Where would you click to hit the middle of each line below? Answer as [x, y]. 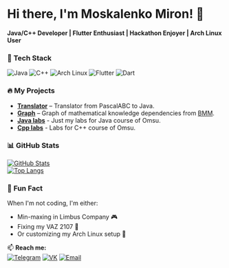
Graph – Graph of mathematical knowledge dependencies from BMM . [116, 113]
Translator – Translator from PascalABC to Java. [86, 106]
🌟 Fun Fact [25, 188]
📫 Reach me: [27, 248]
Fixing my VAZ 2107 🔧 [48, 227]
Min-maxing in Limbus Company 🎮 [67, 217]
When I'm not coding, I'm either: [53, 203]
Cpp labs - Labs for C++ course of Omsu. [76, 127]
